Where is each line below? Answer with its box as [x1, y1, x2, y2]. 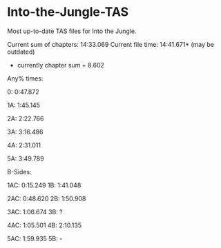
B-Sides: [7, 167, 32, 176]
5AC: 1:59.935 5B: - [7, 234, 63, 242]
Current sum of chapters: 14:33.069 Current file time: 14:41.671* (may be [7, 40, 215, 48]
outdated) [7, 48, 35, 56]
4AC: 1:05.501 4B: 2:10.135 [7, 221, 81, 229]
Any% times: [7, 74, 44, 83]
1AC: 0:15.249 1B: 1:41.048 [7, 180, 81, 189]
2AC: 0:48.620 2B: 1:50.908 [7, 194, 86, 203]
